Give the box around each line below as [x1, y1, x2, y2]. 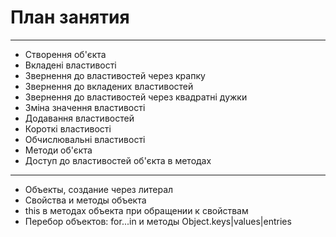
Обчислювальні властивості [24, 133, 146, 145]
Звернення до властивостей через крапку [24, 69, 206, 81]
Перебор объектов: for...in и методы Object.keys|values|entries [24, 215, 292, 227]
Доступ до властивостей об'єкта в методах [24, 154, 212, 166]
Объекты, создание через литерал [24, 183, 174, 195]
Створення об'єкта [24, 48, 107, 60]
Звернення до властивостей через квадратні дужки [24, 91, 248, 103]
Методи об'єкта [24, 144, 93, 156]
